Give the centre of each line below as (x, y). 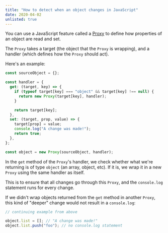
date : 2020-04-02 (23, 15)
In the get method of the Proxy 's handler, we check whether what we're (79, 161)
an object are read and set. (33, 39)
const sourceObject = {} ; (32, 73)
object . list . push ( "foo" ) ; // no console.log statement (64, 226)
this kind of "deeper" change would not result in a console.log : (70, 203)
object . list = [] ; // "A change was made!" (52, 221)
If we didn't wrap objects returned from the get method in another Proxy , (80, 197)
